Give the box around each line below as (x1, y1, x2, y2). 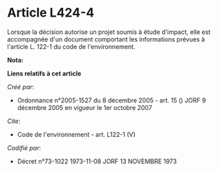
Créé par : (7, 82, 35, 91)
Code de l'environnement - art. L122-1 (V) (17, 130, 136, 138)
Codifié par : (7, 143, 42, 152)
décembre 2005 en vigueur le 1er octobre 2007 (17, 103, 152, 111)
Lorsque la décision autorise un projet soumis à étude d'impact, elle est (7, 28, 211, 36)
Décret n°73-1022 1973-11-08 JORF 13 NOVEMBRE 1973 (17, 157, 177, 165)
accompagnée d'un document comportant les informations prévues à (7, 35, 206, 43)
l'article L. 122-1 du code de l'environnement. (7, 42, 136, 51)
